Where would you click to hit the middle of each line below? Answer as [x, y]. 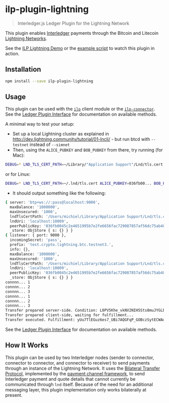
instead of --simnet [50, 144]
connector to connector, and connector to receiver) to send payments [77, 363]
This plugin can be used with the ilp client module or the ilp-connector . [80, 109]
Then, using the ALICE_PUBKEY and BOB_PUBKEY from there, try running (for [88, 150]
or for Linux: [18, 174]
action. [12, 54]
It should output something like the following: [59, 193]
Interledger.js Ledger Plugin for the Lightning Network [73, 23]
